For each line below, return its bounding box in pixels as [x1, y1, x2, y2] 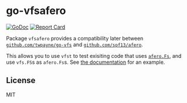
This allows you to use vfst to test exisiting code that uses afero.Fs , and [6, 52, 182, 59]
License [6, 75, 36, 85]
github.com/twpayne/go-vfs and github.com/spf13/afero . [6, 41, 144, 48]
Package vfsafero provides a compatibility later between [6, 35, 144, 42]
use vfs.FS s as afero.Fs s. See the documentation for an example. [6, 59, 165, 66]
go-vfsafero [6, 4, 66, 18]
